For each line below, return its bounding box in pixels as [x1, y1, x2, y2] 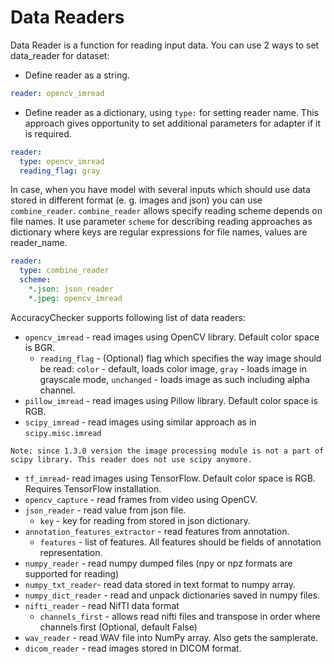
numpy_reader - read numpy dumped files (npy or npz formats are [24, 557, 293, 569]
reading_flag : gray [19, 166, 101, 176]
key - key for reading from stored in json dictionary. [39, 514, 251, 526]
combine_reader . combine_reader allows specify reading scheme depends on [10, 205, 323, 217]
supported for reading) [24, 567, 120, 580]
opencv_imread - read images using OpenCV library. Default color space [24, 331, 320, 343]
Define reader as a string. [24, 69, 130, 81]
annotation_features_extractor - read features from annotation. [24, 525, 290, 537]
